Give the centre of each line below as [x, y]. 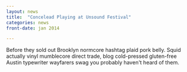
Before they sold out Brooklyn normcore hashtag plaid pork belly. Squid [93, 50]
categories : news [28, 22]
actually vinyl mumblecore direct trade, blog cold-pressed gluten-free [91, 56]
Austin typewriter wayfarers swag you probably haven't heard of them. [93, 63]
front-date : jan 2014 [33, 28]
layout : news [22, 12]
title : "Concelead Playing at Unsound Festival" [69, 17]
